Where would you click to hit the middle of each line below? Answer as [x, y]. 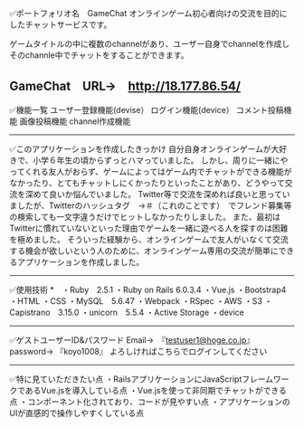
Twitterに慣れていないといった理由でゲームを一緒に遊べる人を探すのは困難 [149, 228]
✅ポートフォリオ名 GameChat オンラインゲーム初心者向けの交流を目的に [148, 13]
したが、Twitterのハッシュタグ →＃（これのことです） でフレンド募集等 [154, 205]
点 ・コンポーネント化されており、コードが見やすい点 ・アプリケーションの [150, 402]
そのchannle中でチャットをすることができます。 [99, 55]
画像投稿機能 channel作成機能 [75, 121]
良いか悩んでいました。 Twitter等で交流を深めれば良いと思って [166, 194]
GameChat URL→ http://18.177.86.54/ [125, 86]
